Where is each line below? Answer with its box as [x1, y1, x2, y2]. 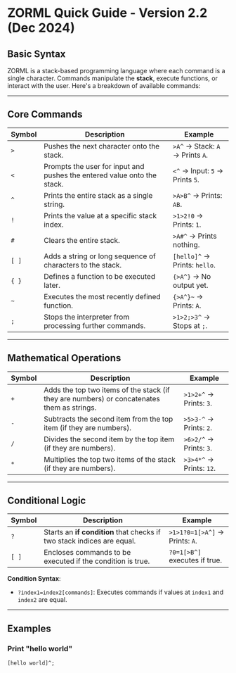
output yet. [173, 280, 209, 290]
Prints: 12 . [183, 463, 216, 473]
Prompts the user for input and [43, 161, 145, 171]
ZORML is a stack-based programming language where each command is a [7, 67, 226, 75]
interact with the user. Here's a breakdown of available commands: [7, 82, 201, 89]
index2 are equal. [17, 596, 67, 604]
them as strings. [43, 403, 97, 413]
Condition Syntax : [7, 574, 61, 583]
